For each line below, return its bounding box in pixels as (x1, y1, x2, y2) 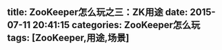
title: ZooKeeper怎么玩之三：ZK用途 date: (7, 6, 188, 18)
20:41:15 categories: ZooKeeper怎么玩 (32, 19, 201, 31)
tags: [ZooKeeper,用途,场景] (7, 32, 130, 44)
